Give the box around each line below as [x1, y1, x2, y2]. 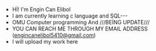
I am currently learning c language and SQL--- [12, 12, 128, 19]
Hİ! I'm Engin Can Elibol [12, 6, 71, 13]
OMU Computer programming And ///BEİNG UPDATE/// [12, 19, 150, 25]
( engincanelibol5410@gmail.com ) [12, 32, 96, 39]
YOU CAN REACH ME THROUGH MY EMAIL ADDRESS [12, 25, 148, 32]
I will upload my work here [12, 38, 78, 45]
